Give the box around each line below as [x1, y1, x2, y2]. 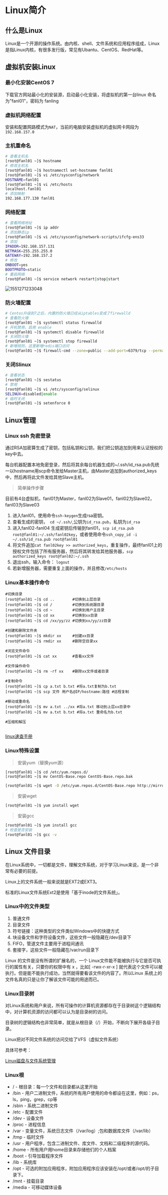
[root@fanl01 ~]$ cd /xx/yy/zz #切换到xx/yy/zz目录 [5, 619, 111, 624]
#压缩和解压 [5, 720, 26, 725]
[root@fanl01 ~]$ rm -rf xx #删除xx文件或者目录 [5, 669, 109, 674]
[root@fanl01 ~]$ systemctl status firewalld [5, 320, 101, 325]
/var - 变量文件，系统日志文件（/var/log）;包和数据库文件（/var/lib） [12, 1128, 153, 1134]
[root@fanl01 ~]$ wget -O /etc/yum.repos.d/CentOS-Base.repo [5, 783, 135, 788]
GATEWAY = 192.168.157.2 [5, 253, 52, 258]
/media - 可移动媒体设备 [12, 1184, 62, 1190]
